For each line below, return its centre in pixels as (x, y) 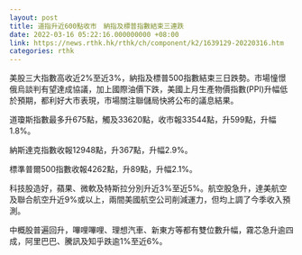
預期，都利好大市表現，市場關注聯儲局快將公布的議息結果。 (128, 101)
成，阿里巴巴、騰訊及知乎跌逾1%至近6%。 (88, 241)
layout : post (34, 18)
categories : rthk (42, 51)
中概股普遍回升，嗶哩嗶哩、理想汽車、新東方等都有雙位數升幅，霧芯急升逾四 (151, 230)
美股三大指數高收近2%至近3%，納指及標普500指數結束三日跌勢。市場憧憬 (148, 78)
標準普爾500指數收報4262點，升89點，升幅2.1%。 (103, 169)
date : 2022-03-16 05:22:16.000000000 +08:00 (94, 34)
